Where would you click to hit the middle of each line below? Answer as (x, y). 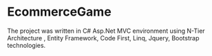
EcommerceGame (59, 12)
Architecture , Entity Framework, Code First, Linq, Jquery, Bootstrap (103, 38)
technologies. (26, 45)
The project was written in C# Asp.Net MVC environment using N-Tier (106, 31)
